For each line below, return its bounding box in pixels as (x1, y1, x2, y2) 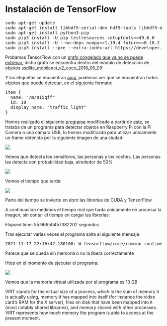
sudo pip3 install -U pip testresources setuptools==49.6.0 (5, 35, 155, 40)
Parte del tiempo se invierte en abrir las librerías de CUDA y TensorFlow (5, 197, 152, 203)
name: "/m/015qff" (10, 94, 56, 100)
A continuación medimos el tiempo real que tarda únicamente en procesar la (5, 206, 162, 212)
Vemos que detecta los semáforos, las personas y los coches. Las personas (5, 154, 161, 160)
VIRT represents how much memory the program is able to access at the (5, 310, 154, 316)
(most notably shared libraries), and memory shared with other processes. (5, 304, 158, 310)
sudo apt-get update (5, 20, 56, 25)
